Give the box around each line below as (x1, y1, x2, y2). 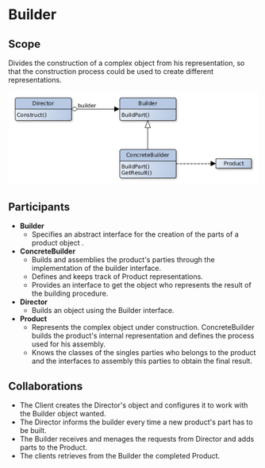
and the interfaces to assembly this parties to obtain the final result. (31, 356, 252, 366)
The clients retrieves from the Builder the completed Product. (19, 451, 221, 461)
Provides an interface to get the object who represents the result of (31, 280, 252, 290)
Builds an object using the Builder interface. (31, 306, 175, 315)
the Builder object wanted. (19, 409, 106, 419)
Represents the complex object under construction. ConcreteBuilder (31, 323, 255, 332)
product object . (31, 238, 85, 248)
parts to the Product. (19, 443, 88, 452)
